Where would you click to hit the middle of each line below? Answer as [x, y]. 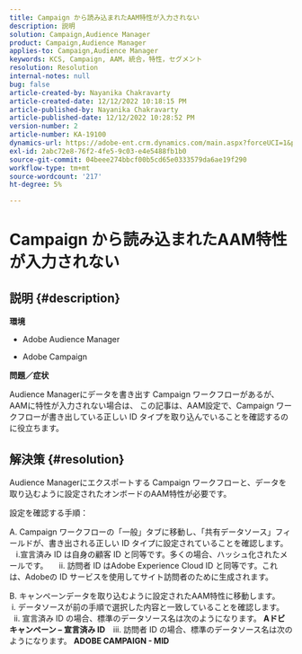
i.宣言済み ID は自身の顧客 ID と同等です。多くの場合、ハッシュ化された [148, 554]
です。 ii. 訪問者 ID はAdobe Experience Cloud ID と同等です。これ [151, 565]
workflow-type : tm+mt [50, 168]
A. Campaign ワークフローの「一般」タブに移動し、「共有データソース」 [142, 532]
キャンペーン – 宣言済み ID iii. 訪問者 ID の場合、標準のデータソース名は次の [151, 629]
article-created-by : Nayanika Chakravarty [90, 93]
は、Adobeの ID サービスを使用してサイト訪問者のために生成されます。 [142, 577]
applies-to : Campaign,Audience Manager [84, 51]
